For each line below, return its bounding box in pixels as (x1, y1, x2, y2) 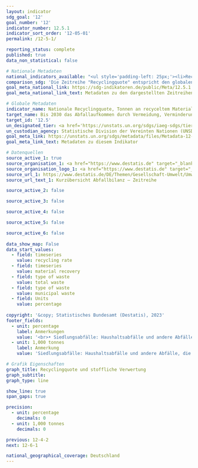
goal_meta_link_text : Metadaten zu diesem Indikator (6, 139, 138, 145)
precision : (6, 404, 33, 410)
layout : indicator (6, 8, 51, 15)
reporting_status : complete (6, 47, 75, 53)
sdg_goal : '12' (6, 14, 44, 20)
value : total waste (16, 279, 65, 286)
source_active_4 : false (6, 209, 65, 215)
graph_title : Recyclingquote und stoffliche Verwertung (6, 366, 146, 373)
